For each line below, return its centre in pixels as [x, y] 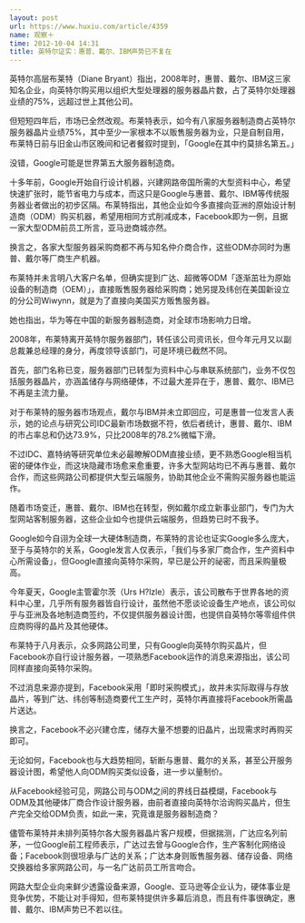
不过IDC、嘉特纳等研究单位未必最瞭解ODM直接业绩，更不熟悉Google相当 [147, 454]
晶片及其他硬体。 [81, 626]
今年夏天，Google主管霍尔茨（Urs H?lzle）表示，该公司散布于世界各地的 [145, 592]
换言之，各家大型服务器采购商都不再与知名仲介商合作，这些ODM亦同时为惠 [150, 248]
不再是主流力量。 [41, 393]
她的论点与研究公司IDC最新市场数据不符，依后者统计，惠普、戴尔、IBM [158, 423]
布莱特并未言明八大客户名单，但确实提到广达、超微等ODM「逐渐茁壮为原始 [150, 278]
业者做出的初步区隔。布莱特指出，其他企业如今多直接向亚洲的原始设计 [156, 205]
